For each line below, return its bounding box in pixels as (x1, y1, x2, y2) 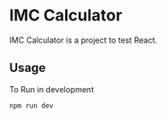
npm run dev (9, 101, 54, 110)
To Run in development (9, 83, 95, 94)
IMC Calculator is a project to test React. (9, 35, 158, 45)
